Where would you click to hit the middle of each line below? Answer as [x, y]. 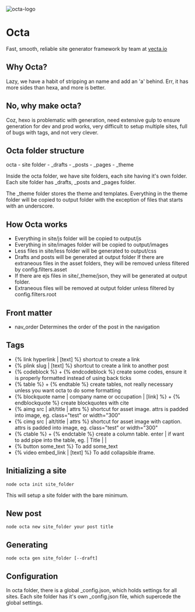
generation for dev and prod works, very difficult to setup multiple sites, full [97, 126]
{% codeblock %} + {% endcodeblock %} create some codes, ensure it [100, 372]
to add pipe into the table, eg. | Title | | [60, 440]
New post [24, 514]
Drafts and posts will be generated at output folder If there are [89, 257]
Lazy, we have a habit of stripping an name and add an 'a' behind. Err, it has [97, 81]
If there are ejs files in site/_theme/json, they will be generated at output [101, 276]
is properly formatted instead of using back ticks [73, 378]
